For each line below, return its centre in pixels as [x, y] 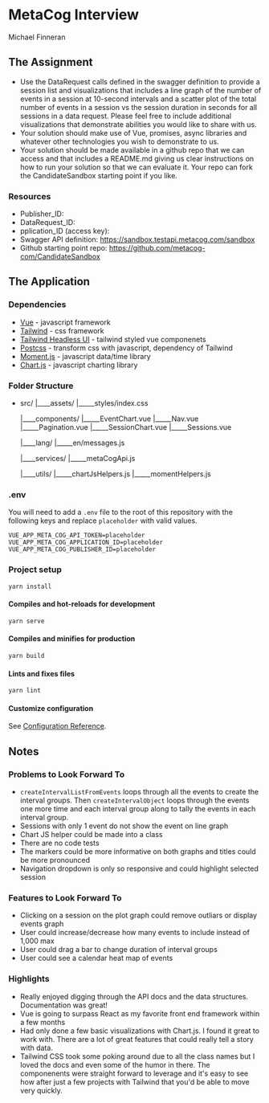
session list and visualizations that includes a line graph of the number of [141, 90]
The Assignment [51, 62]
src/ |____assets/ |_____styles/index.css [84, 403]
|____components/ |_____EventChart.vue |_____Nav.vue [109, 419]
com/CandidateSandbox [60, 257]
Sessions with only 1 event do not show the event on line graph [124, 826]
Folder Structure [41, 386]
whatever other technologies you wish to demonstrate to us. [119, 141]
